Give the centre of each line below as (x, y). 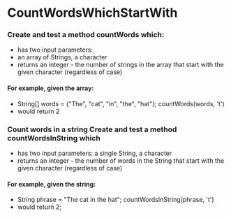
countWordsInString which (54, 138)
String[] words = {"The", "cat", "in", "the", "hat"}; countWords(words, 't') (121, 103)
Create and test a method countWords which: (86, 35)
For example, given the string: (52, 184)
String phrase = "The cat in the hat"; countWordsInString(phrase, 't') (115, 200)
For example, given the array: (51, 88)
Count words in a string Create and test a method (92, 129)
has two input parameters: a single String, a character (95, 153)
